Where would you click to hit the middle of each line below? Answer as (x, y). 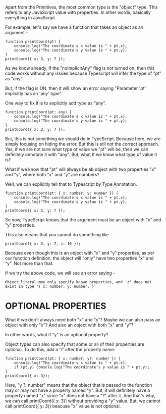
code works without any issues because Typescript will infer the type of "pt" (83, 73)
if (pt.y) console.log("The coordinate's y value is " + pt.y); (82, 367)
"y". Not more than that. (29, 263)
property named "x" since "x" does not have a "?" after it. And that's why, (80, 395)
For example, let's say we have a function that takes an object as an (74, 27)
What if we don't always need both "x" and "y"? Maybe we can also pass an (83, 319)
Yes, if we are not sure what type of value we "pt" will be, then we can (77, 149)
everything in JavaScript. (31, 18)
